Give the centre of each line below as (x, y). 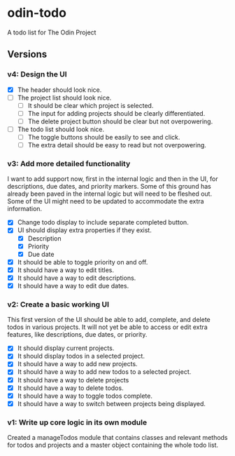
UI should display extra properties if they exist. (84, 230)
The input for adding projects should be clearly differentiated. (116, 113)
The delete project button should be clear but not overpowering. (120, 121)
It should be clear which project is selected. (91, 105)
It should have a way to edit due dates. (73, 286)
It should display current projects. (66, 348)
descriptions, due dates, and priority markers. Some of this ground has (109, 187)
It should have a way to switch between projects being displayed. (112, 403)
